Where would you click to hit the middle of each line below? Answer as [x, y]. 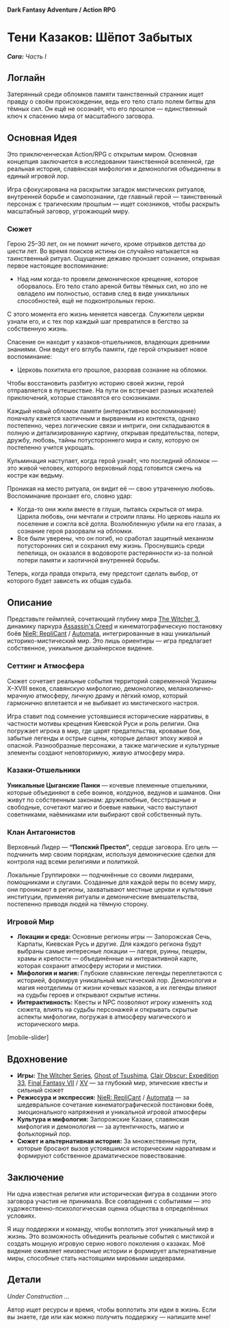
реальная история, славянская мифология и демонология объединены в [114, 169]
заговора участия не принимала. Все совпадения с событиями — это [109, 1201]
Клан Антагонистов [41, 832]
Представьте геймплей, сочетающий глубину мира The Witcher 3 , [104, 619]
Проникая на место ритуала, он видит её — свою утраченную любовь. [111, 489]
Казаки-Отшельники [44, 770]
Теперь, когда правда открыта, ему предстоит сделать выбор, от [103, 573]
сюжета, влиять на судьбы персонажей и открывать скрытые [107, 1010]
